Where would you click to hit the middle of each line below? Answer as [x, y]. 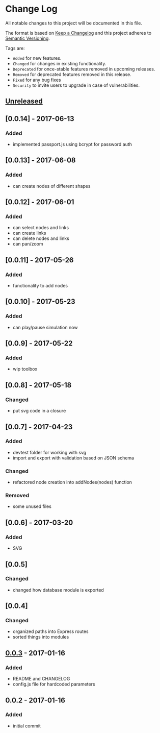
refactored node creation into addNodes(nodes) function [72, 482]
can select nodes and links [41, 228]
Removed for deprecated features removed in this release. [72, 74]
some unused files [32, 506]
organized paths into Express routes [50, 631]
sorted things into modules [41, 637]
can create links [29, 233]
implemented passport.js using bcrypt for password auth [72, 144]
